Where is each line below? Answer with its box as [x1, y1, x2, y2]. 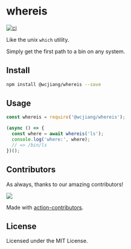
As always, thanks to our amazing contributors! [6, 181, 124, 188]
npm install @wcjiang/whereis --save [6, 81, 101, 87]
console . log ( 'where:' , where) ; [11, 136, 91, 143]
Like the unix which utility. [6, 36, 69, 43]
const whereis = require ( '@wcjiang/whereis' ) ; [6, 114, 126, 121]
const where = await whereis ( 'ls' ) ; [11, 131, 104, 137]
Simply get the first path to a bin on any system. [6, 47, 126, 55]
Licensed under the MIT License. [6, 237, 88, 245]
